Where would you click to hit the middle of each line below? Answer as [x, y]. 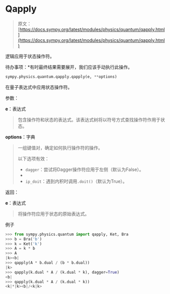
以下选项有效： [33, 158]
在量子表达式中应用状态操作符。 [39, 87]
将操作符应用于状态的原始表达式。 [53, 214]
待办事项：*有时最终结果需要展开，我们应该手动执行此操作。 [69, 67]
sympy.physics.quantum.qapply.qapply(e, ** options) [61, 77]
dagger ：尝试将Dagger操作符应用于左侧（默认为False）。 [84, 169]
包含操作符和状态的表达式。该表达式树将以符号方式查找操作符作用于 [89, 119]
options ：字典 [20, 137]
